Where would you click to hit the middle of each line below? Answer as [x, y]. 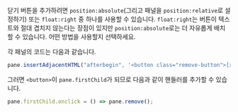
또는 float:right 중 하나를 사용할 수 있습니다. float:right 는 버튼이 [123, 19]
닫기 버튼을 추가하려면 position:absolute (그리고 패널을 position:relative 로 [115, 10]
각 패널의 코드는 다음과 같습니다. [52, 52]
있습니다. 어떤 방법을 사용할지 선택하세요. [79, 37]
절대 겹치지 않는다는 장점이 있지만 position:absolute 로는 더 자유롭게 [116, 28]
